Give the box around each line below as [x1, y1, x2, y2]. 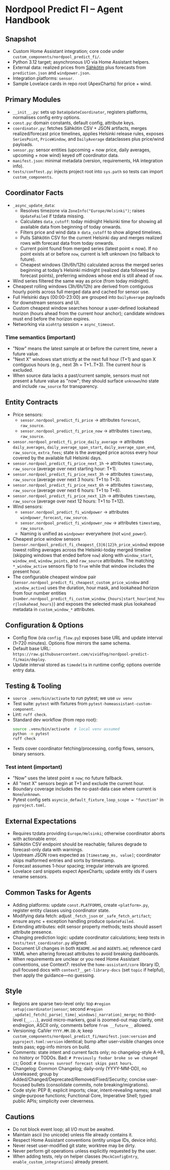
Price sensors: [12, 411, 43, 417]
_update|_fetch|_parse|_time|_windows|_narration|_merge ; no [12, 1011, 144, 1017]
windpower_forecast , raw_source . [20, 514, 88, 520]
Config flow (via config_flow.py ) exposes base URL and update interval [12, 634, 163, 640]
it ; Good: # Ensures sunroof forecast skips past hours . [12, 1060, 133, 1066]
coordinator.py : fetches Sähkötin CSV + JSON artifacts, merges [12, 125, 147, 131]
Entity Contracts [5, 398, 58, 407]
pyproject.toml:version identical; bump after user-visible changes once [12, 1038, 164, 1044]
